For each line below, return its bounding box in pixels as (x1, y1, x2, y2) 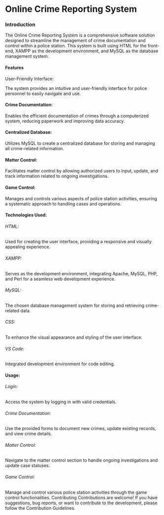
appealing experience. (5, 244, 51, 250)
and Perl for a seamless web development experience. (5, 276, 116, 282)
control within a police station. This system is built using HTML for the (5, 43, 147, 49)
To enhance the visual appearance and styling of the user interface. (5, 334, 143, 340)
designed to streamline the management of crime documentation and (5, 38, 146, 43)
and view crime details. (5, 431, 52, 437)
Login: (5, 384, 18, 389)
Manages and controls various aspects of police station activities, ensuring (5, 195, 158, 201)
